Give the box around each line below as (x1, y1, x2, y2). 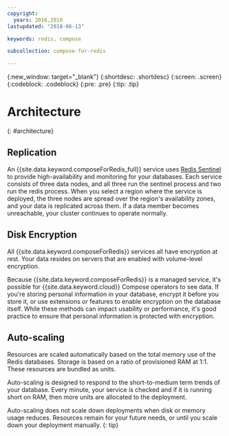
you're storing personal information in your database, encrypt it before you (7, 290, 219, 298)
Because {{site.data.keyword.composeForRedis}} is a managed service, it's (7, 275, 221, 283)
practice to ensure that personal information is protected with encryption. (7, 311, 215, 320)
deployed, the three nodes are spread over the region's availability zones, (7, 194, 216, 203)
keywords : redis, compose (7, 35, 81, 42)
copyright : (7, 10, 39, 17)
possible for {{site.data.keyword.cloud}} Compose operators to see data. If (7, 282, 219, 291)
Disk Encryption (7, 229, 78, 241)
